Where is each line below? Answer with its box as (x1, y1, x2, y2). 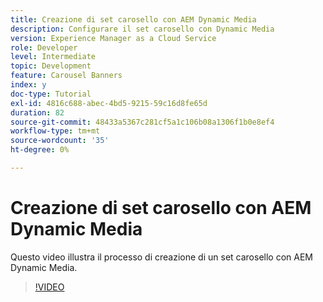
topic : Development (10, 61, 92, 71)
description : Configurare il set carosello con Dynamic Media (10, 24, 275, 34)
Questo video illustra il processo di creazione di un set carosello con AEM (10, 251, 313, 263)
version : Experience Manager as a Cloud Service (10, 33, 217, 43)
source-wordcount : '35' (10, 136, 110, 146)
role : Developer (10, 42, 78, 53)
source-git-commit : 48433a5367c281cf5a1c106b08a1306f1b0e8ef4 (10, 117, 275, 127)
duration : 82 (10, 107, 65, 118)
